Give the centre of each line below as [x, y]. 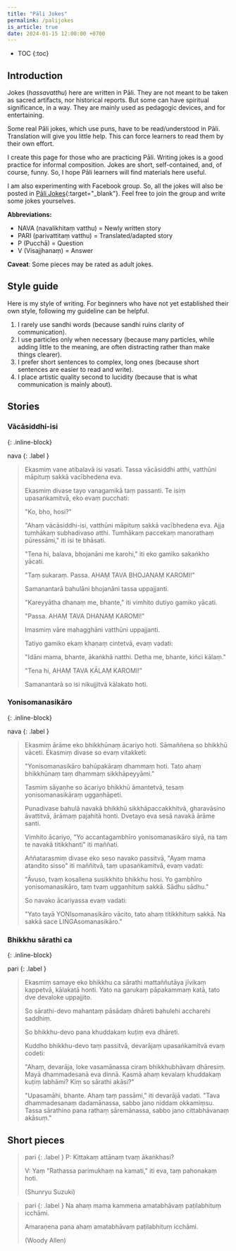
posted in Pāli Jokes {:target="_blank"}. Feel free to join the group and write [116, 194]
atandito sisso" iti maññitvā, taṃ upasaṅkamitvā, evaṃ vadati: [114, 865]
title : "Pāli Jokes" [38, 14]
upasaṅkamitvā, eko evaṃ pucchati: [77, 498]
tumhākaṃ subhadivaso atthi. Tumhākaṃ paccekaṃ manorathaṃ [119, 533]
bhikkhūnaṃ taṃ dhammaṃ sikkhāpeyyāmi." [89, 773]
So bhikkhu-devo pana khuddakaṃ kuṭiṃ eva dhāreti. [102, 1032]
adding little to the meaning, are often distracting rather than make [113, 347]
